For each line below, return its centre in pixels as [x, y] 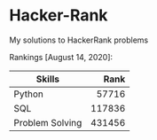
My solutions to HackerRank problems [79, 40]
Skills [48, 79]
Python [29, 94]
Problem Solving [48, 122]
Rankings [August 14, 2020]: [61, 57]
